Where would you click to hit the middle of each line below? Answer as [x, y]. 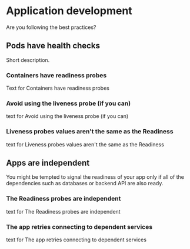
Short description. [28, 60]
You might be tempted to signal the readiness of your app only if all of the [95, 177]
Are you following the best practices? [51, 27]
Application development [69, 11]
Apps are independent [48, 163]
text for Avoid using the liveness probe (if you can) [67, 116]
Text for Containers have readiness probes [58, 88]
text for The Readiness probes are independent [63, 211]
